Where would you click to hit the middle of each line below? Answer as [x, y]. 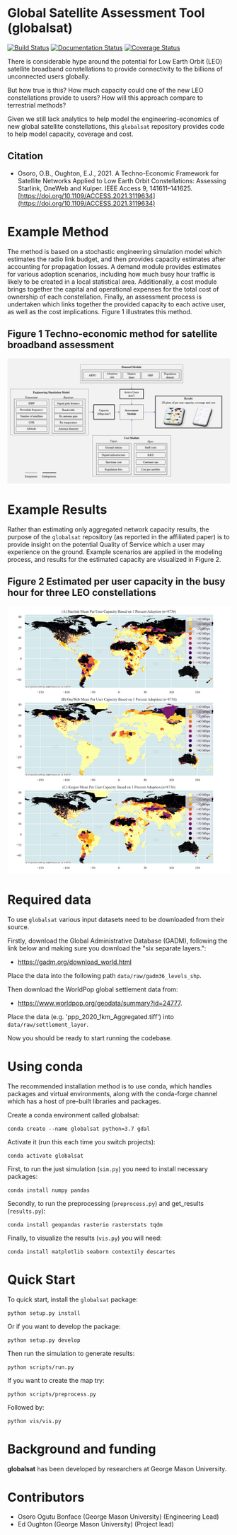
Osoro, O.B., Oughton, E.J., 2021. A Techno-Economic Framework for [118, 173]
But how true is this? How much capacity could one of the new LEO [105, 90]
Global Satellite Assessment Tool [106, 13]
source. [18, 927]
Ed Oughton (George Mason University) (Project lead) [96, 1524]
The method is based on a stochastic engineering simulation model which [115, 251]
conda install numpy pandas [49, 1190]
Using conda [45, 1066]
